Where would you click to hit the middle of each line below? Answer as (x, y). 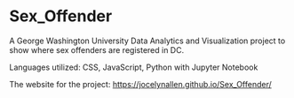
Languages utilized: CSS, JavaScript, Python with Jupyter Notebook (134, 67)
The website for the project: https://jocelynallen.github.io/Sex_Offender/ (141, 84)
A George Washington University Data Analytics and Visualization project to (147, 41)
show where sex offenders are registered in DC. (97, 49)
